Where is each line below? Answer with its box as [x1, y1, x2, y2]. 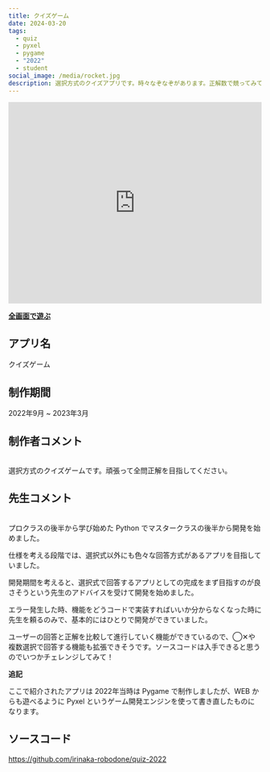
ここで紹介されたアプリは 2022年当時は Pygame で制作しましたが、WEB [8, 686, 251, 695]
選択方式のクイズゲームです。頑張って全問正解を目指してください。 [8, 465, 232, 475]
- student [15, 64, 48, 73]
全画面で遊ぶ [8, 311, 51, 321]
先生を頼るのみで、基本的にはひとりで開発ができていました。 [8, 614, 213, 625]
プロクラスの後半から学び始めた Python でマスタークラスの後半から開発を [8, 523, 254, 533]
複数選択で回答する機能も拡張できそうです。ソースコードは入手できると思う [8, 641, 261, 651]
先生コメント [8, 492, 72, 505]
